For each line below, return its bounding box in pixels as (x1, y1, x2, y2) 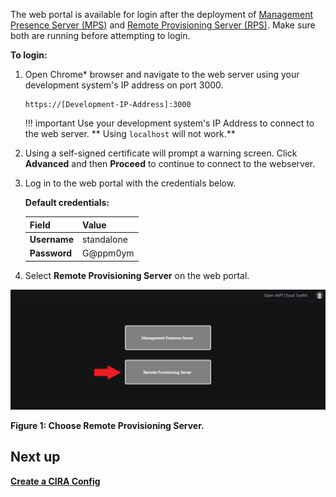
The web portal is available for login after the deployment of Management (10, 9, 314, 20)
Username (29, 233, 74, 245)
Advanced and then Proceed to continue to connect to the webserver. (24, 158, 316, 169)
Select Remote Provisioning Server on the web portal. (24, 269, 250, 281)
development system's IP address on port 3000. (24, 79, 224, 91)
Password (29, 247, 72, 259)
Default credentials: (24, 197, 110, 208)
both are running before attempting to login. (10, 30, 191, 41)
